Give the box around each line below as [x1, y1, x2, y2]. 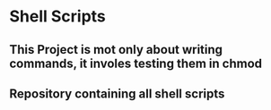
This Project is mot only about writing [9, 42, 223, 57]
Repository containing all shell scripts [9, 86, 225, 101]
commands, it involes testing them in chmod [9, 55, 263, 71]
